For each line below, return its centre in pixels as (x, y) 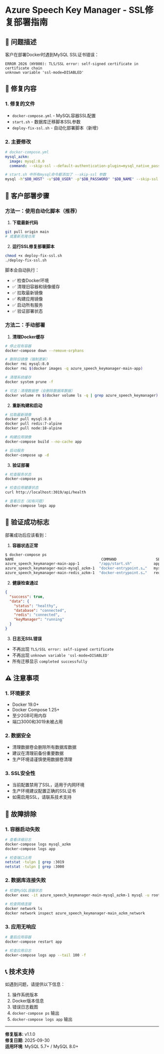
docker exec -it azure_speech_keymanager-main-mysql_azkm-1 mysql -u (77, 895)
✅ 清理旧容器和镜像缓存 (36, 287)
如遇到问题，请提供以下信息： (35, 984)
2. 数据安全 (18, 735)
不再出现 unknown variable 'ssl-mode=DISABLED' (61, 655)
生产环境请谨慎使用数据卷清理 (42, 759)
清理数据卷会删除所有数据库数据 (44, 747)
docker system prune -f (29, 382)
